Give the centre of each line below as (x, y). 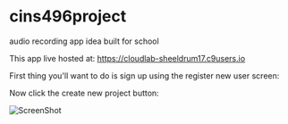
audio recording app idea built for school (84, 41)
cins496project (68, 17)
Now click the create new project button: (84, 93)
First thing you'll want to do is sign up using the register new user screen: (144, 75)
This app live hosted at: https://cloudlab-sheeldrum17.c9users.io (127, 58)
